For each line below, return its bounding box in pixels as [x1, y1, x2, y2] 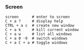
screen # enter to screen [5, 15, 70, 20]
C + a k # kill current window [5, 27, 79, 32]
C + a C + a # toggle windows [5, 40, 68, 45]
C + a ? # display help [5, 19, 64, 24]
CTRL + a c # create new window [5, 23, 75, 28]
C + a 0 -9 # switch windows [5, 36, 68, 41]
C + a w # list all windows [5, 32, 72, 37]
